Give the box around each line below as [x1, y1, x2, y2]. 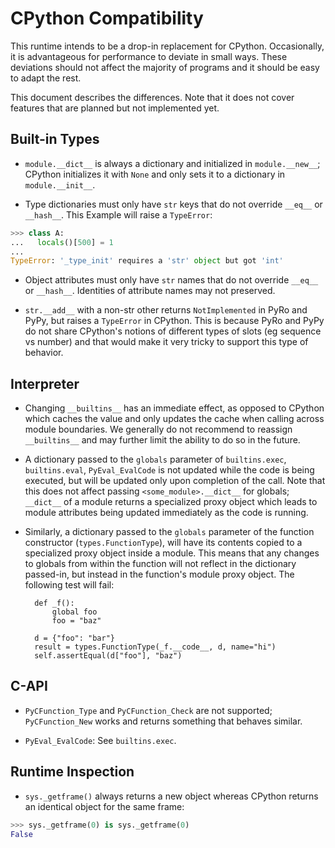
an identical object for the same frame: [24, 800, 185, 812]
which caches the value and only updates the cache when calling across [24, 413, 325, 425]
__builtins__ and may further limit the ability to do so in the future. [24, 434, 301, 446]
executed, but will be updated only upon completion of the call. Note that [24, 475, 326, 487]
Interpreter [10, 375, 80, 392]
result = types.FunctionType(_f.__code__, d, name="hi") [34, 642, 277, 652]
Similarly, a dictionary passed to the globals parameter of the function [24, 526, 315, 538]
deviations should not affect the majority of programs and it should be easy [10, 61, 320, 73]
